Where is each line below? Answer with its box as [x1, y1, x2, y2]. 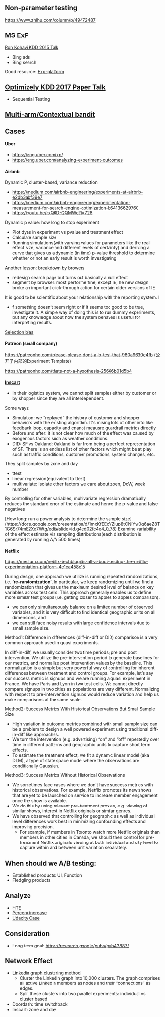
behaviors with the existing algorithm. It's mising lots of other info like [12, 420, 153, 426]
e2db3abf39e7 [12, 194, 43, 200]
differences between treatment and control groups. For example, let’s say [5, 670, 154, 676]
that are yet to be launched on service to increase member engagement [12, 792, 158, 798]
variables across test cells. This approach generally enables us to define [5, 589, 152, 596]
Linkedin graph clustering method [12, 970, 81, 976]
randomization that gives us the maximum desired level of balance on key [5, 584, 154, 590]
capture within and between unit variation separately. [19, 845, 128, 851]
